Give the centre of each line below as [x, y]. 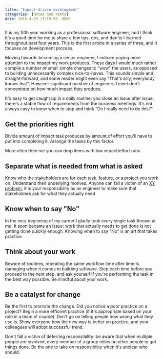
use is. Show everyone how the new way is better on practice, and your [77, 322]
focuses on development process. [39, 48]
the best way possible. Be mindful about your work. [57, 279]
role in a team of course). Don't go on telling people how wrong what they [79, 317]
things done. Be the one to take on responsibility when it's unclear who [76, 347]
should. [13, 352]
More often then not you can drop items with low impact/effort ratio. [73, 151]
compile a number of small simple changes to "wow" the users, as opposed [81, 68]
